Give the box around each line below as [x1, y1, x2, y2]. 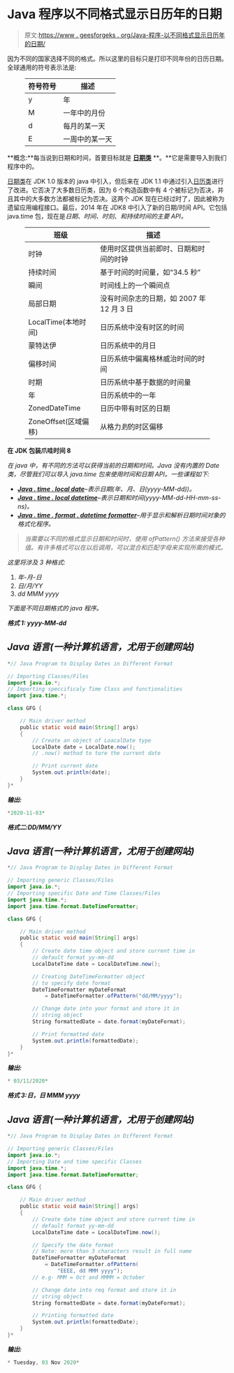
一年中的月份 [63, 108, 106, 117]
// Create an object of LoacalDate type [32, 737, 152, 744]
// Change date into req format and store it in [32, 1286, 177, 1293]
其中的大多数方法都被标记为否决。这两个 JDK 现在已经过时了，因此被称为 [13, 194, 225, 203]
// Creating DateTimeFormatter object [32, 973, 145, 980]
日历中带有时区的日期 [100, 403, 170, 413]
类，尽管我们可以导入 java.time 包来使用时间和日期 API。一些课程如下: [7, 469, 210, 478]
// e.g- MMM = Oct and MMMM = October [32, 1274, 145, 1281]
